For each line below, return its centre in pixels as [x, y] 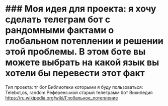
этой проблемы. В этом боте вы [75, 52]
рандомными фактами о [60, 30]
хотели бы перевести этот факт [75, 73]
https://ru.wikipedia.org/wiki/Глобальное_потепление [62, 98]
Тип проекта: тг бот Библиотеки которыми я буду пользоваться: [74, 87]
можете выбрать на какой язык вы [82, 62]
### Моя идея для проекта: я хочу [81, 9]
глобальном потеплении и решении [84, 41]
